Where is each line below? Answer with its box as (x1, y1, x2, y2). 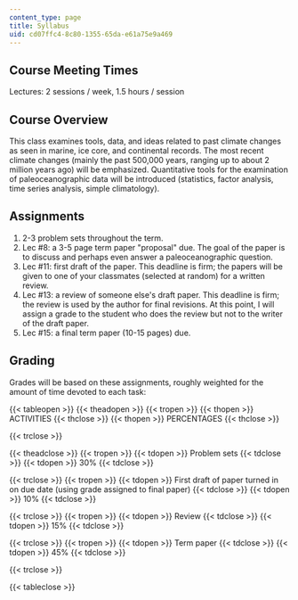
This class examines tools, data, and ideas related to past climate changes (9, 136, 282, 146)
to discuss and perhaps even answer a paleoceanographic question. (21, 251, 273, 262)
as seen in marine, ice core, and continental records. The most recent (9, 145, 264, 156)
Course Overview (9, 112, 109, 127)
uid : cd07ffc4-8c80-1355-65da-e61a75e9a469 (9, 29, 173, 38)
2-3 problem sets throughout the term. (21, 233, 164, 243)
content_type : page (9, 12, 82, 22)
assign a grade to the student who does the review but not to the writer (21, 308, 283, 319)
